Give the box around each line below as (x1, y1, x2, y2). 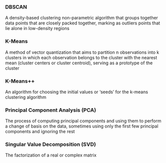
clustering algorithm (5, 94, 46, 100)
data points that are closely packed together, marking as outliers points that (5, 20, 161, 26)
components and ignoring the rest (5, 129, 75, 135)
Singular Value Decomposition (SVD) (5, 141, 96, 148)
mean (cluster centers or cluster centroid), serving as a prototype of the (5, 60, 153, 66)
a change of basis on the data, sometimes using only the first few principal (5, 123, 159, 129)
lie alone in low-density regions (5, 25, 70, 31)
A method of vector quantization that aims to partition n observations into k (5, 49, 160, 55)
